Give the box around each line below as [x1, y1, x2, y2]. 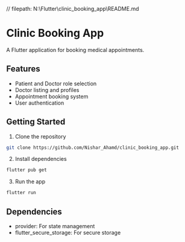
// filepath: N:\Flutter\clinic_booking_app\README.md [6, 5, 140, 12]
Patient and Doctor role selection [14, 80, 97, 87]
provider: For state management [14, 223, 95, 229]
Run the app [14, 178, 46, 185]
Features [6, 64, 40, 74]
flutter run [6, 190, 36, 196]
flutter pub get [6, 167, 47, 173]
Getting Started [6, 117, 66, 127]
